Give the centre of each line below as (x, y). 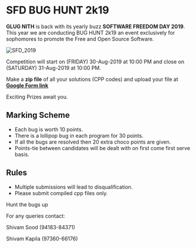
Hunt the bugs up (27, 204)
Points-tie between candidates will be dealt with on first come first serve (102, 148)
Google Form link (27, 85)
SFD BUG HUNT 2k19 (58, 10)
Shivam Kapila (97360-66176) (42, 239)
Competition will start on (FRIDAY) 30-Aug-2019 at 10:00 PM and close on (95, 62)
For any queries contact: (36, 216)
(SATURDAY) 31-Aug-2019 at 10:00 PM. (54, 67)
